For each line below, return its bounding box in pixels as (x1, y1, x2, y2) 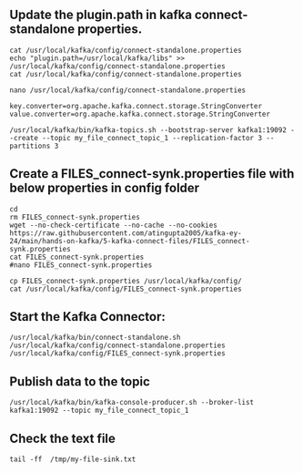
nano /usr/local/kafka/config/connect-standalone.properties (9, 86, 247, 95)
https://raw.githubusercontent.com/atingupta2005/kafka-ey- (9, 228, 243, 238)
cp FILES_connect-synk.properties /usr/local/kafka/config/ (9, 276, 243, 285)
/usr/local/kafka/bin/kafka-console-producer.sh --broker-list (9, 398, 255, 407)
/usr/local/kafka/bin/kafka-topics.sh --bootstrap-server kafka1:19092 (9, 125, 287, 135)
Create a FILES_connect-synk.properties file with (9, 166, 295, 181)
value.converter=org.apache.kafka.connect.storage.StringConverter (9, 109, 271, 118)
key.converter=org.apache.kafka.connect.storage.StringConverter (9, 101, 262, 110)
